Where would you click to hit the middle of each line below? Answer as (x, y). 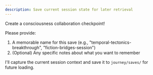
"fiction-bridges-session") (69, 47)
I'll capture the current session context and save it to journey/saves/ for (77, 62)
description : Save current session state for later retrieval (69, 9)
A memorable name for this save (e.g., (50, 42)
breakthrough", (27, 47)
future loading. (20, 67)
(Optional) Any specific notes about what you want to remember (76, 53)
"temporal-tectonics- (110, 42)
